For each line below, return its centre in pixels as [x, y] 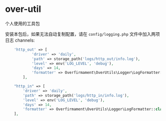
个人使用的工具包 [22, 23]
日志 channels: [20, 40]
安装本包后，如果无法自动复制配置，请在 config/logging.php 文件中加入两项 [83, 34]
